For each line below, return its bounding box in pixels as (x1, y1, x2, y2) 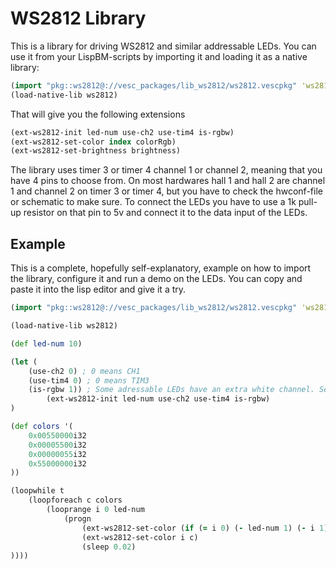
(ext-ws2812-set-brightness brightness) (10, 146, 182, 156)
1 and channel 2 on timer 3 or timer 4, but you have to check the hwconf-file (10, 185, 323, 197)
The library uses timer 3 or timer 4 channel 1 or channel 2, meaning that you (10, 164, 323, 176)
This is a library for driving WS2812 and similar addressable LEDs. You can (10, 40, 317, 52)
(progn (63, 513, 92, 524)
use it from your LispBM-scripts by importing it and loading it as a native (10, 50, 308, 62)
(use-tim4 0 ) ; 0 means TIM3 (28, 375, 150, 386)
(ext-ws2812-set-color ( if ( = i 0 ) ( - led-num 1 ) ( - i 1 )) (81, 523, 333, 533)
